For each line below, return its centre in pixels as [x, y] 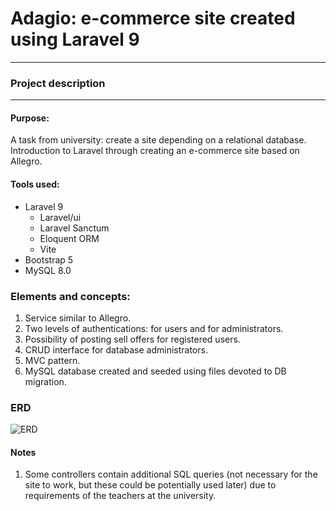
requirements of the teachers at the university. [120, 496]
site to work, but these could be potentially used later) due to [150, 485]
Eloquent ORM [69, 238]
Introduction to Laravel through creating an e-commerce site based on [155, 151]
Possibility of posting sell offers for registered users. [132, 339]
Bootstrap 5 [49, 259]
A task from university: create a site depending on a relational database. [158, 140]
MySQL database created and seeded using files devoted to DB [155, 371]
